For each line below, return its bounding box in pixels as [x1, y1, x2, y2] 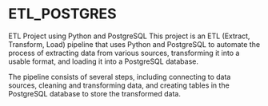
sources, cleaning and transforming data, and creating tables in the [8, 80, 230, 90]
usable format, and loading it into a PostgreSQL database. [8, 57, 198, 66]
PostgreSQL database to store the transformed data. [8, 88, 182, 98]
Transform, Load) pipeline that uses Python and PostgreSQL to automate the [8, 39, 261, 49]
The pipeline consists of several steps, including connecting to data [8, 72, 231, 81]
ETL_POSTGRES [8, 5, 118, 23]
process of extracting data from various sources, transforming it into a [8, 48, 240, 57]
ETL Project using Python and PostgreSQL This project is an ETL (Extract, [8, 31, 250, 41]
